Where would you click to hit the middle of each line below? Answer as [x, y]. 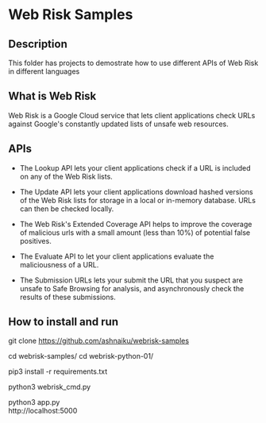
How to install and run [64, 322]
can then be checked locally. [67, 209]
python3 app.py [34, 402]
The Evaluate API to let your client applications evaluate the [117, 256]
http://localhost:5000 [43, 411]
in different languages [44, 71]
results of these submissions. [68, 297]
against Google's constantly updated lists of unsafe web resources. [118, 124]
